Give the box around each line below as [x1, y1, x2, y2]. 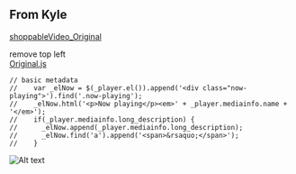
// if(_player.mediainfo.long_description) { [9, 114, 195, 124]
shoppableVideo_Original [9, 31, 102, 41]
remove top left [9, 49, 66, 60]
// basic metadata [9, 76, 78, 85]
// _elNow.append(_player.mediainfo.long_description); [9, 123, 244, 132]
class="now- [202, 83, 247, 93]
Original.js [9, 58, 47, 69]
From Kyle [9, 7, 67, 23]
